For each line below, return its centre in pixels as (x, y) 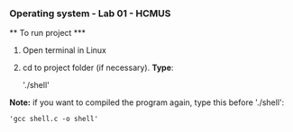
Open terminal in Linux (64, 50)
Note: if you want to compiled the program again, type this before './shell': (147, 102)
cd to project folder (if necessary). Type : (98, 68)
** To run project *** (48, 33)
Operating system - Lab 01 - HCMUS (90, 13)
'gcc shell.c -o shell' (54, 119)
